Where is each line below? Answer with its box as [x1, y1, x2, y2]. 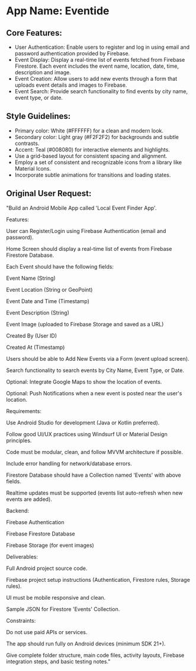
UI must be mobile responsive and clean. [6, 594, 106, 601]
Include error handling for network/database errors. [6, 459, 132, 467]
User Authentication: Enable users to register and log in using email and [14, 43, 190, 51]
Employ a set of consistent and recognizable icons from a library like [14, 159, 182, 166]
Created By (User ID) [6, 332, 57, 339]
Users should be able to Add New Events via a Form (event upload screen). [6, 355, 189, 362]
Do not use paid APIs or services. [6, 628, 88, 635]
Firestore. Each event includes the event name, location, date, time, [14, 62, 179, 70]
